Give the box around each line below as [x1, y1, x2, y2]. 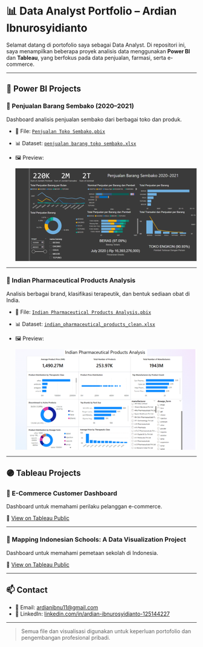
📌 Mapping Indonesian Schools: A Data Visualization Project [6, 536, 186, 544]
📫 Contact [6, 585, 48, 595]
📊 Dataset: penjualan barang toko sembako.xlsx [14, 139, 137, 146]
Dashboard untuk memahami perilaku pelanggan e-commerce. [6, 503, 163, 510]
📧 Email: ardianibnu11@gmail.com [14, 604, 98, 611]
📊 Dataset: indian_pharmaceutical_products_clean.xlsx [14, 320, 155, 327]
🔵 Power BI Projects [6, 84, 82, 94]
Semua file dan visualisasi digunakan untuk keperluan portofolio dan [21, 628, 192, 635]
